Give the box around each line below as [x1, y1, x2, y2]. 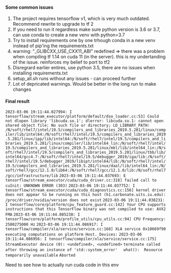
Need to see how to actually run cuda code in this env [5, 262, 119, 268]
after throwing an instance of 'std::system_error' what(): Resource [5, 247, 163, 252]
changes [12, 86, 32, 92]
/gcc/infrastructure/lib [5, 173, 58, 179]
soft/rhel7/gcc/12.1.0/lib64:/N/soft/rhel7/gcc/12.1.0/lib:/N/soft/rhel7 [5, 168, 166, 173]
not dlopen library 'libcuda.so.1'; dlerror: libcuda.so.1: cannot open [5, 119, 164, 124]
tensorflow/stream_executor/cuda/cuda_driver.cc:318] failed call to [5, 178, 157, 183]
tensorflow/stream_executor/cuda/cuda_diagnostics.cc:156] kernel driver [5, 188, 166, 193]
